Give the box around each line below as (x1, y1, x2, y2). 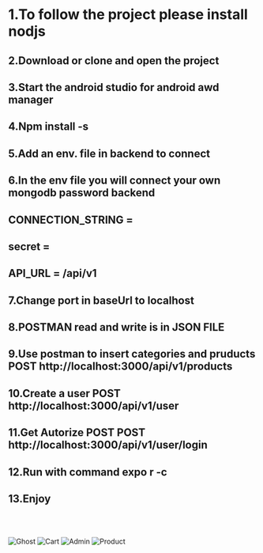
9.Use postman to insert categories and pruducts (8, 347, 256, 361)
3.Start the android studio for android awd (8, 81, 220, 94)
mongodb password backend (8, 186, 156, 199)
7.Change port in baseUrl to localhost (8, 294, 195, 307)
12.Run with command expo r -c (8, 465, 167, 479)
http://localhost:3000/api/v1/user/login (8, 438, 208, 452)
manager (8, 93, 54, 106)
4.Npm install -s (8, 120, 89, 134)
